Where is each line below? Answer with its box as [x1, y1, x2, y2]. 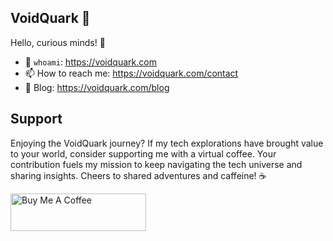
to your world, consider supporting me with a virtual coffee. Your [10, 147, 277, 160]
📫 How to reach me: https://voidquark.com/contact [24, 67, 239, 79]
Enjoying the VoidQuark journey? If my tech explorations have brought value [10, 137, 324, 149]
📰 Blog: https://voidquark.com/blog [24, 81, 170, 93]
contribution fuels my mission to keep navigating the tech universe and [10, 158, 303, 170]
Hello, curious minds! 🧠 [10, 36, 106, 48]
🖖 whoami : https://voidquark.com [24, 56, 157, 68]
